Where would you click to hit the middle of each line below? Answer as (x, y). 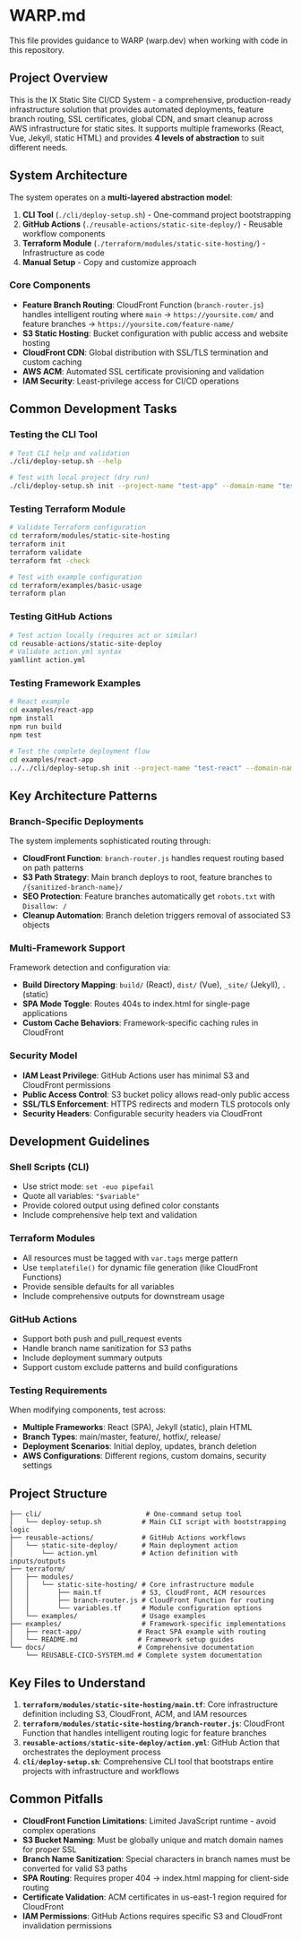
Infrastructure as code (63, 253)
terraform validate (46, 552)
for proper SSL (49, 1849)
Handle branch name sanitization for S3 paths (107, 1348)
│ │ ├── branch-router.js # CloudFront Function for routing (142, 1600)
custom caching (52, 362)
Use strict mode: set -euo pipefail (88, 1186)
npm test (26, 735)
